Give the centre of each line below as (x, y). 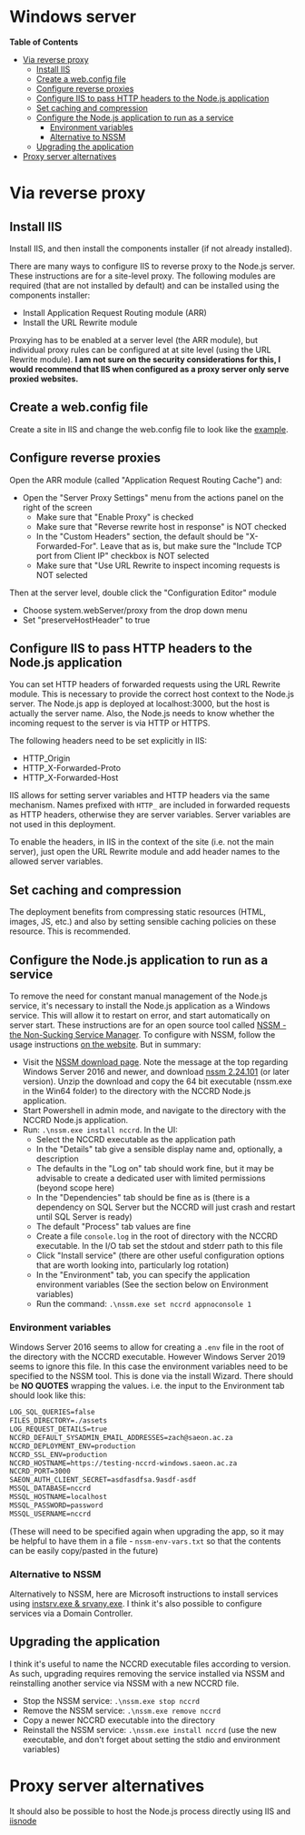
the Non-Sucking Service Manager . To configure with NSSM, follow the (143, 1034)
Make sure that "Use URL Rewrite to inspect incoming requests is (158, 565)
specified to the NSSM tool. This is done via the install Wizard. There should (151, 1376)
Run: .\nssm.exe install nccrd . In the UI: (100, 1130)
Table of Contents (44, 42)
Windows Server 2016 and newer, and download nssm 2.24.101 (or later (156, 1072)
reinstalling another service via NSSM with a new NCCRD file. (124, 1683)
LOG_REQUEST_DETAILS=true (58, 1429)
